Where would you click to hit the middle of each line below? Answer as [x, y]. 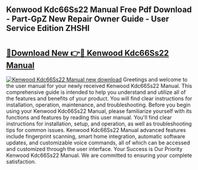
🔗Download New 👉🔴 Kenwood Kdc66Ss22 [88, 53]
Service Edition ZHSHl [48, 28]
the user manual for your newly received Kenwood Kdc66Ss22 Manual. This [99, 86]
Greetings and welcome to [155, 79]
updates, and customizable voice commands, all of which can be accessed [98, 143]
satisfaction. [21, 162]
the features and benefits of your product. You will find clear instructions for [99, 98]
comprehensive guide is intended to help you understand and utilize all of [96, 92]
